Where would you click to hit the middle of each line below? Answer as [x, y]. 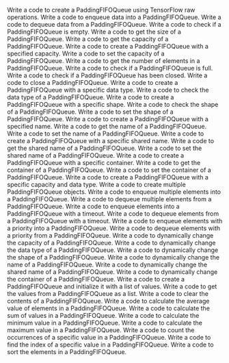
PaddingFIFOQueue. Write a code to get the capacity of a [88, 39]
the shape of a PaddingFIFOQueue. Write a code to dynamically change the [113, 257]
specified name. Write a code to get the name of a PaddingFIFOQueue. [107, 126]
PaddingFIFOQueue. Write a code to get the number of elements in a [104, 61]
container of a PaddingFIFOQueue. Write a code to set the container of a [109, 170]
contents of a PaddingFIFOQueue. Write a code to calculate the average [108, 301]
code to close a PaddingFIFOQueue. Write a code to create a [93, 83]
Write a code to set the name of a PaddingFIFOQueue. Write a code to [106, 134]
